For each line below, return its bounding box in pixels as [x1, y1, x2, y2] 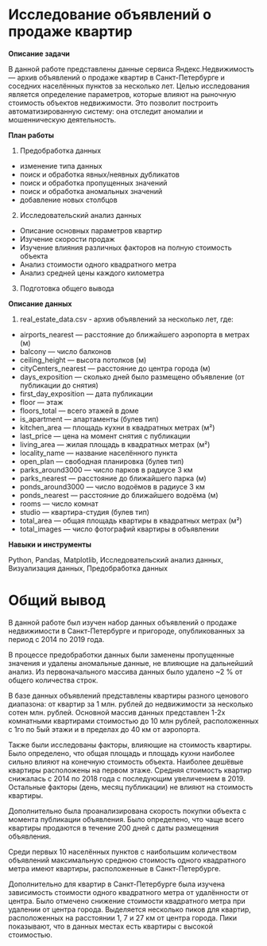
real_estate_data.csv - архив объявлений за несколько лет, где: [19, 314, 234, 324]
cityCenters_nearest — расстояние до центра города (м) [19, 364, 211, 373]
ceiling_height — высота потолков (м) [19, 355, 147, 364]
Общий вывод [8, 591, 106, 609]
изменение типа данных [19, 161, 103, 170]
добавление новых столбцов [19, 195, 118, 204]
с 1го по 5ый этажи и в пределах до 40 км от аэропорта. [8, 724, 201, 734]
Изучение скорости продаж [19, 234, 115, 243]
